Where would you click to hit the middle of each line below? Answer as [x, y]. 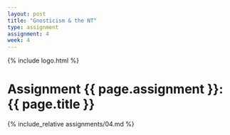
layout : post [27, 14]
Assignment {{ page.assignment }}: [115, 89]
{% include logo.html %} [43, 60]
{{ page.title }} [51, 104]
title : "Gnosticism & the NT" [52, 21]
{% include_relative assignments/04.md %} [71, 124]
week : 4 [19, 40]
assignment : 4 [28, 34]
